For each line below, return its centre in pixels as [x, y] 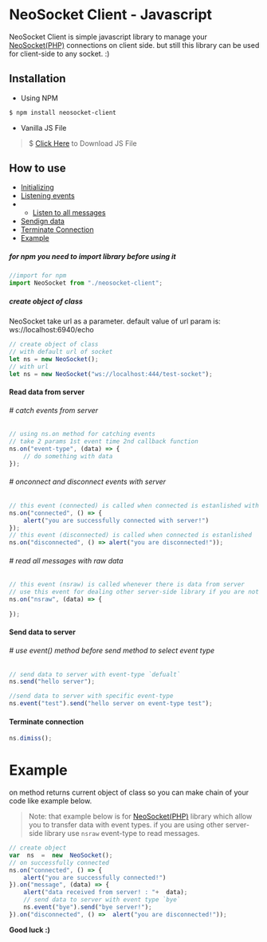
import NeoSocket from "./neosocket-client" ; [86, 283]
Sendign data [42, 222]
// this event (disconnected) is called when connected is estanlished [130, 536]
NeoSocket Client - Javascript [111, 15]
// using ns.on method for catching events [82, 434]
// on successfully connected [59, 862]
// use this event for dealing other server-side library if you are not [134, 592]
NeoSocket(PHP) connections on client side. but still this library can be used [134, 45]
